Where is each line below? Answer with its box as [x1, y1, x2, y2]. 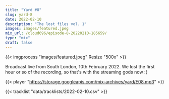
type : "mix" [5, 36, 30, 41]
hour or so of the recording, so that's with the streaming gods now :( [5, 69, 147, 75]
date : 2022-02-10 [5, 17, 42, 22]
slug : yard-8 [5, 12, 33, 17]
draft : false [5, 40, 33, 45]
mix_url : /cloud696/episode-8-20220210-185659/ [5, 31, 107, 36]
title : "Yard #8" [5, 7, 42, 13]
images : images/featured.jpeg [5, 26, 69, 31]
